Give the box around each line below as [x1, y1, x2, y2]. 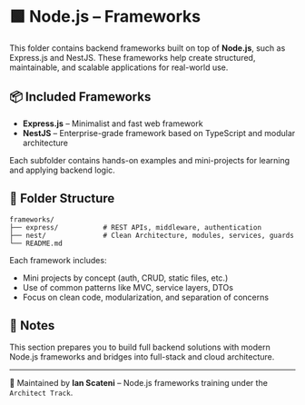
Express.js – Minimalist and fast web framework [22, 118, 203, 129]
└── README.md [9, 239, 64, 248]
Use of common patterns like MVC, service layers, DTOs [22, 282, 234, 292]
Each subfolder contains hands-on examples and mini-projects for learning [9, 154, 290, 165]
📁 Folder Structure [9, 191, 115, 206]
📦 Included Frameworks [9, 89, 152, 104]
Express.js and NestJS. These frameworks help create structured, [9, 52, 256, 63]
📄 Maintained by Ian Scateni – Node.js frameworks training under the [9, 378, 268, 389]
